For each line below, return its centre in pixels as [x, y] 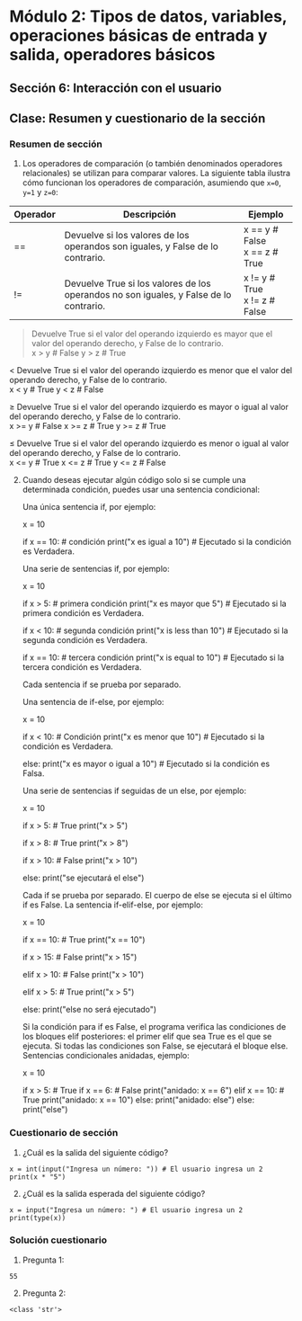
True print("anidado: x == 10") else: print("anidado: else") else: [138, 1100]
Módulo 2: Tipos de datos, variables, [148, 17]
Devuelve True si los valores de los [138, 283]
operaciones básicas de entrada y [138, 36]
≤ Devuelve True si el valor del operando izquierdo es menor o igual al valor [149, 443]
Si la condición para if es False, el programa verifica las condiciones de [154, 1027]
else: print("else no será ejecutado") [89, 1010]
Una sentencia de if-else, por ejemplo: [93, 702]
